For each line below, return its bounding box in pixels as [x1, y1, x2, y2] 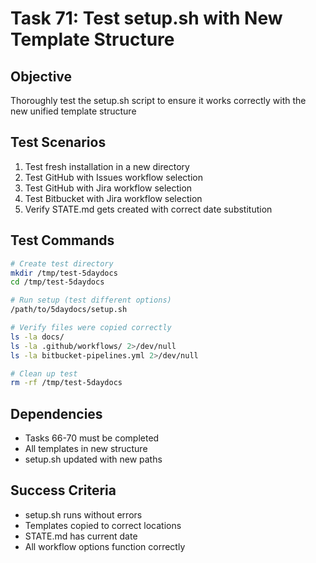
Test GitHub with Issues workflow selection [24, 171, 203, 183]
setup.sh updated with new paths [24, 453, 163, 466]
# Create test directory [10, 258, 114, 269]
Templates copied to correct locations [24, 519, 182, 531]
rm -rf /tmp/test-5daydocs [10, 378, 123, 388]
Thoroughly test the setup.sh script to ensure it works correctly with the [10, 95, 307, 106]
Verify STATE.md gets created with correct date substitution [24, 203, 273, 215]
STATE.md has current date [24, 530, 138, 542]
